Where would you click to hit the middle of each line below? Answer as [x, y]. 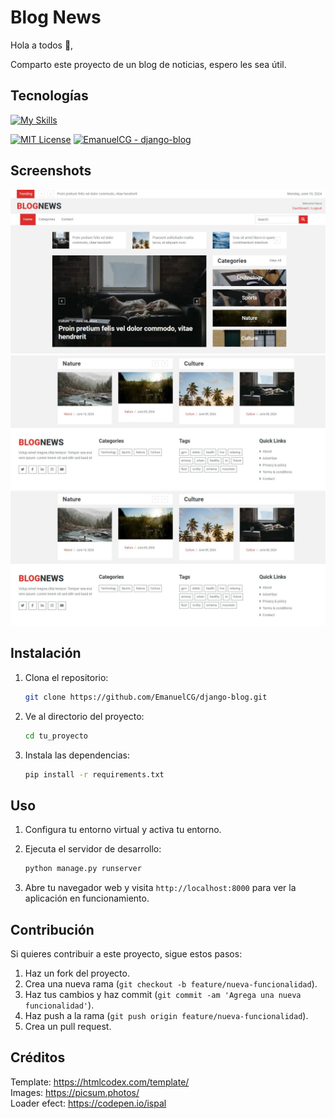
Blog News [56, 17]
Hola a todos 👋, [42, 45]
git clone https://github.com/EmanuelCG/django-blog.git [146, 697]
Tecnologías [49, 96]
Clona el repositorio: [66, 677]
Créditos [38, 1057]
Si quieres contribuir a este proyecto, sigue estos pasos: [126, 954]
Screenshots [51, 171]
